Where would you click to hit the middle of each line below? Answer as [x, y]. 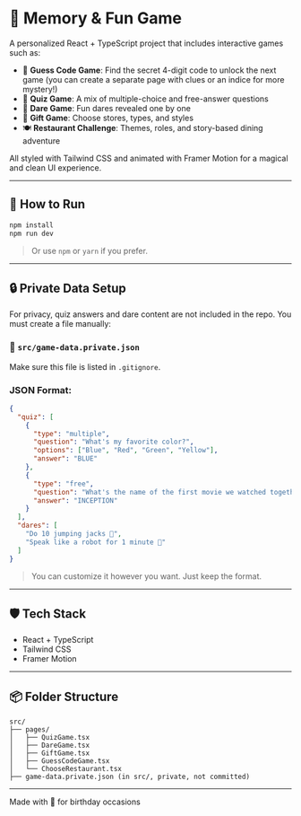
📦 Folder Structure [64, 696]
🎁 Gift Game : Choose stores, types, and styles [108, 118]
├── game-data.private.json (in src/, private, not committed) [130, 777]
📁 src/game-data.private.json [75, 347]
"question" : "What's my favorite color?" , [113, 442]
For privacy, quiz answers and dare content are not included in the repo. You [150, 314]
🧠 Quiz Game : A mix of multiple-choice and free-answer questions [145, 99]
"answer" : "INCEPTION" [75, 500]
